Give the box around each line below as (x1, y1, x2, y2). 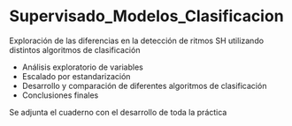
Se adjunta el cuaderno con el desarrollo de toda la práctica (9, 107, 227, 117)
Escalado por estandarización (21, 70, 131, 81)
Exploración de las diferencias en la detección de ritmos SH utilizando (9, 35, 264, 46)
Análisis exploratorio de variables (21, 62, 143, 72)
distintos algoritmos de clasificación (9, 44, 141, 55)
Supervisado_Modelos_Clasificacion (9, 6, 285, 26)
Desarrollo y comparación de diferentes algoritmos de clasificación (21, 80, 267, 91)
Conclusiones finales (21, 90, 99, 100)
